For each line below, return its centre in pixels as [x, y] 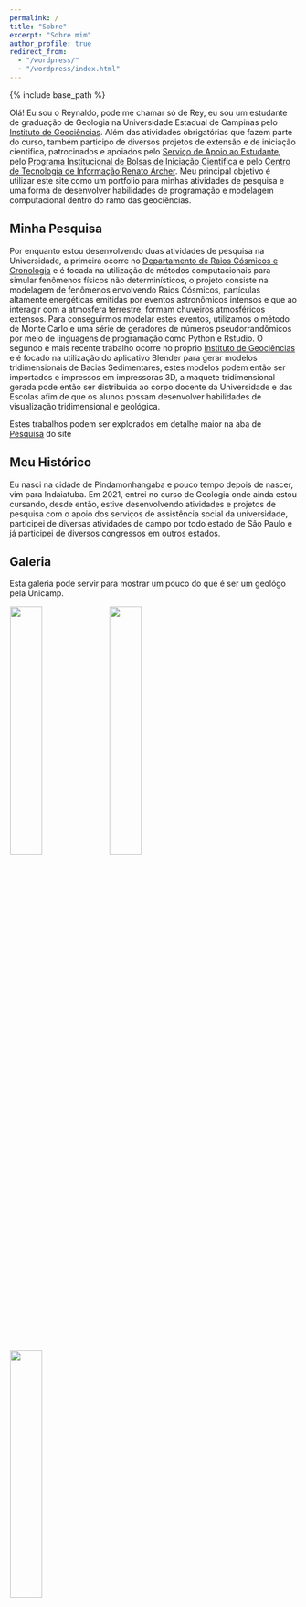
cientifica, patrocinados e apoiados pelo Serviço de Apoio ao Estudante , [145, 151]
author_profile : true [51, 43]
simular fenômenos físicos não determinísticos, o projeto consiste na [139, 280]
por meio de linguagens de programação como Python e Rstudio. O [136, 338]
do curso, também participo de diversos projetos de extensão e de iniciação [153, 142]
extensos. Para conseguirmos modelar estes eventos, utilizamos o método [150, 319]
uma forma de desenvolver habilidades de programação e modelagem [142, 190]
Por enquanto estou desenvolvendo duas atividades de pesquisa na [137, 250]
